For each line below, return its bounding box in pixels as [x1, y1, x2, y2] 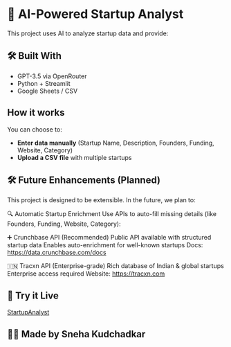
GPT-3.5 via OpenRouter [17, 72, 88, 80]
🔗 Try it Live [7, 290, 59, 301]
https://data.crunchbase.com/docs [7, 249, 107, 257]
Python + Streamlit [17, 79, 71, 87]
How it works [7, 107, 65, 118]
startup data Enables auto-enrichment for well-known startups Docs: [7, 241, 203, 249]
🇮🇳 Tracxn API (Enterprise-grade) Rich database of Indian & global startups [7, 262, 225, 270]
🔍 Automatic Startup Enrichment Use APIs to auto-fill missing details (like [7, 210, 217, 218]
